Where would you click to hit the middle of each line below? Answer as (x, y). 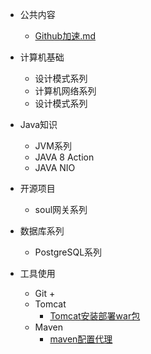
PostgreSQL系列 (68, 252)
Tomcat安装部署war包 (95, 316)
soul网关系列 (61, 209)
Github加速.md (65, 36)
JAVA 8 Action (64, 157)
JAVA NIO (55, 167)
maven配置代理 (81, 339)
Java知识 (38, 124)
